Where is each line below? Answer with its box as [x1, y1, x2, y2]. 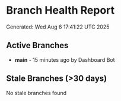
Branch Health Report [6, 4, 115, 17]
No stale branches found [6, 89, 67, 96]
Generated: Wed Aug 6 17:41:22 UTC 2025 [6, 23, 110, 30]
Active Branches [6, 40, 69, 50]
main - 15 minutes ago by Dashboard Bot [14, 56, 115, 63]
